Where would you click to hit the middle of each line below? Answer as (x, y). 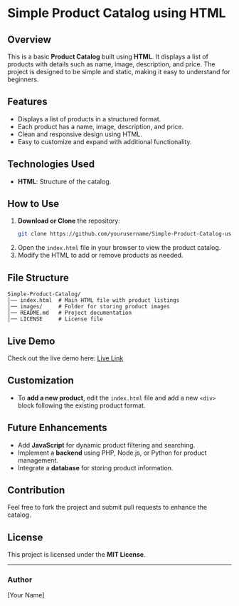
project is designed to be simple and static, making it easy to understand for (119, 72)
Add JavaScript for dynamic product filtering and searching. (106, 445)
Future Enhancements (58, 428)
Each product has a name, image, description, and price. (100, 126)
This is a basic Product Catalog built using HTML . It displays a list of (108, 56)
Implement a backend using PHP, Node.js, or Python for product (112, 453)
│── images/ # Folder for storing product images (89, 307)
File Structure (38, 277)
